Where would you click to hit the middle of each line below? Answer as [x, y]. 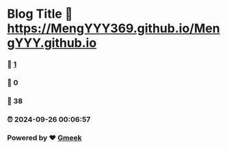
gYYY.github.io [52, 43]
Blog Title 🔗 [40, 14]
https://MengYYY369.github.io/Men [113, 28]
